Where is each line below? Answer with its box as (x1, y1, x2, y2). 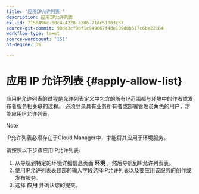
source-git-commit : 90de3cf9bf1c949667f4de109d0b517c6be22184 (6, 25, 164, 31)
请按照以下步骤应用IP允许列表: (6, 147, 80, 154)
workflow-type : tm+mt (6, 31, 60, 37)
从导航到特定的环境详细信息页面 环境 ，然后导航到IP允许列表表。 (14, 159, 175, 166)
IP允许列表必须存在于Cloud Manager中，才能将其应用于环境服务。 (6, 134, 169, 141)
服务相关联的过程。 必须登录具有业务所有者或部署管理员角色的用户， (16, 102, 185, 110)
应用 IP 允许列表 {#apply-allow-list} (6, 75, 183, 88)
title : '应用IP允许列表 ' (6, 8, 66, 15)
